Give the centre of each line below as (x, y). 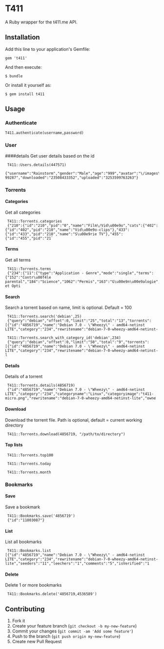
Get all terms (18, 260)
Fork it (19, 621)
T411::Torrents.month (29, 472)
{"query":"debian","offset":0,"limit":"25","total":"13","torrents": (79, 321)
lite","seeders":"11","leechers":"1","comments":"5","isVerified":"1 (77, 564)
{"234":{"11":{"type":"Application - (45, 273)
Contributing (25, 609)
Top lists (14, 445)
